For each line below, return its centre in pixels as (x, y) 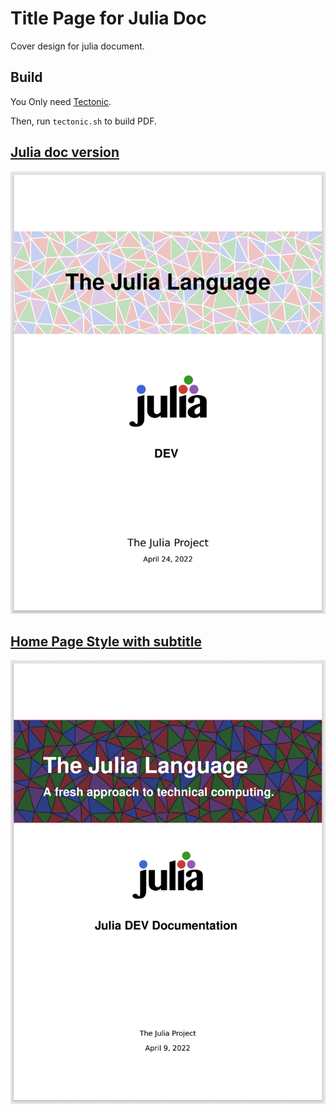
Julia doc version (65, 152)
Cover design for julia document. (77, 46)
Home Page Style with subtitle (106, 641)
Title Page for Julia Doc (109, 18)
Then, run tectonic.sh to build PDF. (83, 121)
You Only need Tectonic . (61, 101)
